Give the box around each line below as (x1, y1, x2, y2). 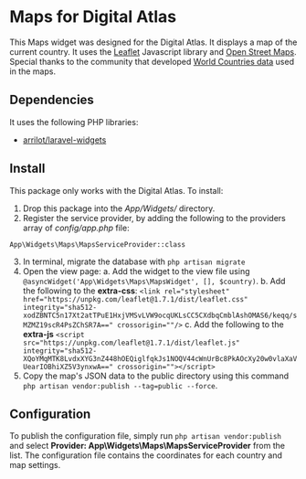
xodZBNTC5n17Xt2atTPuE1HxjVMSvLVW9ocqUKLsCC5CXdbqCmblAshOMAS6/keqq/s (22, 311, 298, 320)
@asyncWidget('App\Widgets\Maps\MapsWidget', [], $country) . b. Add (22, 275, 286, 286)
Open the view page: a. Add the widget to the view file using (22, 265, 250, 276)
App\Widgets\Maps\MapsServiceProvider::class (9, 239, 185, 249)
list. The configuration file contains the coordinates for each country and (9, 450, 283, 461)
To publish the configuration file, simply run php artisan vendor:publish (9, 431, 281, 442)
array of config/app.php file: (22, 222, 130, 233)
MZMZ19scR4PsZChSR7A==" (22, 320, 114, 330)
